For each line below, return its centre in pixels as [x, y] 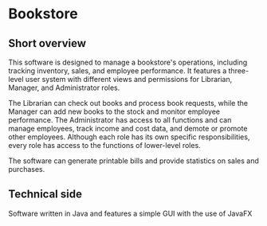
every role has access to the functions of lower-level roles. [104, 145]
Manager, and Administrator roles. [64, 88]
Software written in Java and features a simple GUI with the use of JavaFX [130, 213]
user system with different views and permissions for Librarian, [129, 79]
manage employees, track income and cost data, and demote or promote [128, 129]
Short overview [47, 43]
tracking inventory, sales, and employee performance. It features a [118, 71]
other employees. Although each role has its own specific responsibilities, [129, 137]
